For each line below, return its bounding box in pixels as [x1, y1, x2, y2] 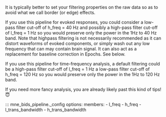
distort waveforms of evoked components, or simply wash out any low [5, 40, 150, 46]
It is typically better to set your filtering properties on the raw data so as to [5, 4, 158, 10]
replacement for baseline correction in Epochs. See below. [5, 51, 126, 57]
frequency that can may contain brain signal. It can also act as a [5, 46, 137, 51]
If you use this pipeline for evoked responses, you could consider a [5, 19, 143, 25]
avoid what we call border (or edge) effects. [5, 9, 96, 15]
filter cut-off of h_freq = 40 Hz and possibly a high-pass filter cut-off [16, 24, 158, 30]
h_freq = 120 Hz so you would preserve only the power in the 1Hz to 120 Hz [5, 71, 160, 77]
